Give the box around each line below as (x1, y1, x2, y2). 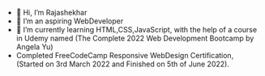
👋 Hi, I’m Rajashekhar (15, 8, 88, 17)
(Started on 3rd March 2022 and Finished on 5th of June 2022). (15, 59, 229, 69)
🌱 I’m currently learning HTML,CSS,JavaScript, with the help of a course (15, 25, 258, 34)
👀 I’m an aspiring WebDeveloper (15, 16, 124, 26)
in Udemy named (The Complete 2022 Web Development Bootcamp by (15, 33, 254, 43)
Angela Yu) (15, 42, 53, 52)
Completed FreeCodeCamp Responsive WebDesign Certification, (15, 51, 234, 60)
